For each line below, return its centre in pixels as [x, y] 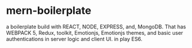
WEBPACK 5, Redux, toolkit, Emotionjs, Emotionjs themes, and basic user [95, 32]
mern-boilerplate [49, 11]
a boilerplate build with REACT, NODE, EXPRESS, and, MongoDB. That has [96, 27]
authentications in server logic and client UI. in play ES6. [74, 39]
